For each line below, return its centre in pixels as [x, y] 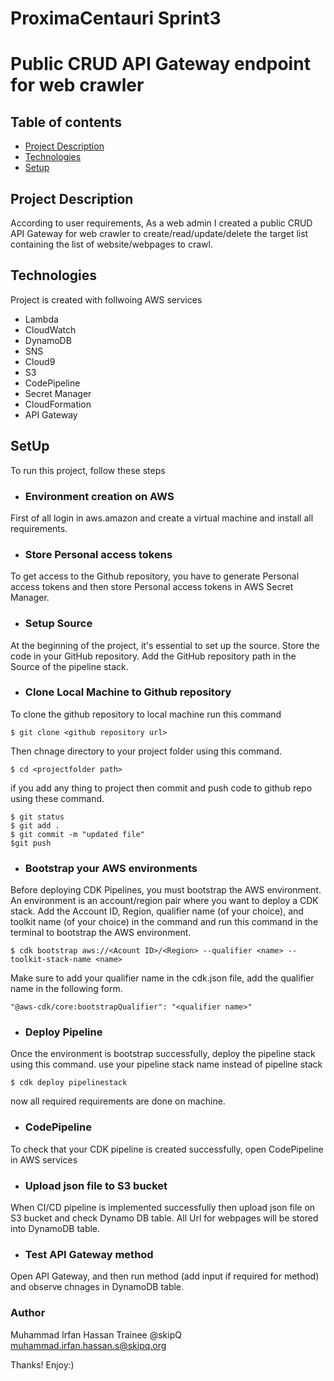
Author [28, 1313]
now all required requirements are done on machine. [118, 1101]
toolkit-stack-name [51, 960]
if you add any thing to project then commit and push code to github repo [161, 788]
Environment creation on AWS [99, 496]
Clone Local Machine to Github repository [128, 692]
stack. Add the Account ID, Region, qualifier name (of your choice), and [157, 911]
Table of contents [66, 122]
